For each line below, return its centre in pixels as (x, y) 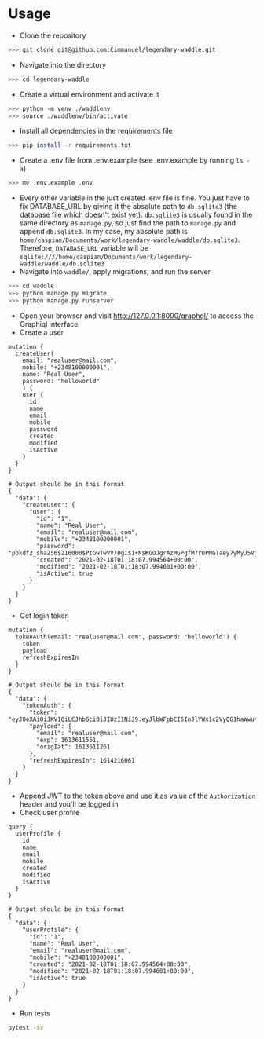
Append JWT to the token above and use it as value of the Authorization (137, 796)
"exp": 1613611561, (68, 740)
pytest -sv (26, 1027)
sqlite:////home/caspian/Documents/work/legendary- (106, 257)
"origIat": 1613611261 (73, 747)
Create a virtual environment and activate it (89, 94)
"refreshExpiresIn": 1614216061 (82, 760)
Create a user (42, 332)
